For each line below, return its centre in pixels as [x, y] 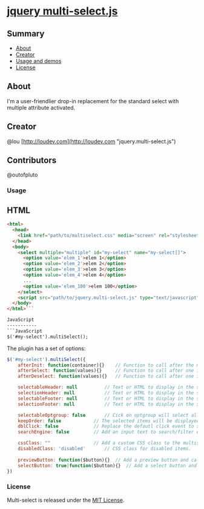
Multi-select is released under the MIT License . [66, 500]
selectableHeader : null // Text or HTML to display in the [106, 387]
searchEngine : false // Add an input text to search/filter [106, 432]
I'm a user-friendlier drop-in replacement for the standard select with [93, 101]
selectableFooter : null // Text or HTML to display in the [106, 399]
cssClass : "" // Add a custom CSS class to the [99, 443]
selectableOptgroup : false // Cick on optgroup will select [103, 415]
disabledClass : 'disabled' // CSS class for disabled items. [104, 449]
